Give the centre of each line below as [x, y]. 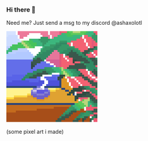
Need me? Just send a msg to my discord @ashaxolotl [74, 23]
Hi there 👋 [21, 10]
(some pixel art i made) [35, 132]
